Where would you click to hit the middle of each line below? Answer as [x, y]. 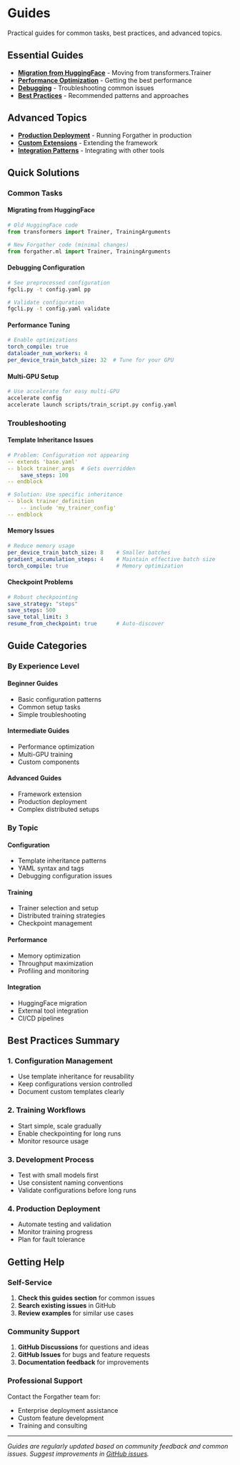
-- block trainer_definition [51, 502]
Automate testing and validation [65, 1224]
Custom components [49, 762]
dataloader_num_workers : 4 [47, 354]
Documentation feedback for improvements [83, 1362]
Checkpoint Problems [40, 582]
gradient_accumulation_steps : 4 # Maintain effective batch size [111, 559]
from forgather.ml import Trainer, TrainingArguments [89, 252]
